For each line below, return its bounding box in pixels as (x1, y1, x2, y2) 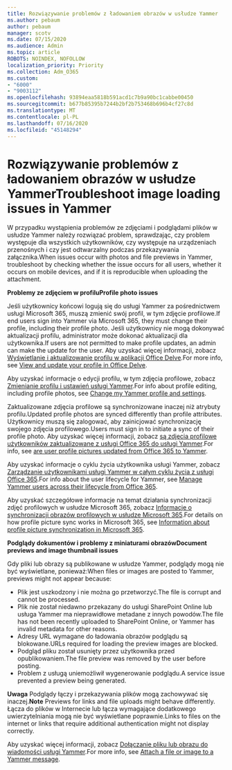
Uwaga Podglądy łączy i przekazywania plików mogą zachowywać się (7, 690, 208, 698)
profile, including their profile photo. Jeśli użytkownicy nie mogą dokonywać (7, 324, 225, 333)
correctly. (7, 727, 35, 735)
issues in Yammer (7, 201, 112, 216)
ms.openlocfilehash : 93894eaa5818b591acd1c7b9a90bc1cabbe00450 (7, 94, 194, 101)
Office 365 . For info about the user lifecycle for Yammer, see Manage (7, 475, 203, 483)
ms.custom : (7, 74, 39, 82)
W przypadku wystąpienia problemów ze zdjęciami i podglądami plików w (7, 224, 218, 232)
